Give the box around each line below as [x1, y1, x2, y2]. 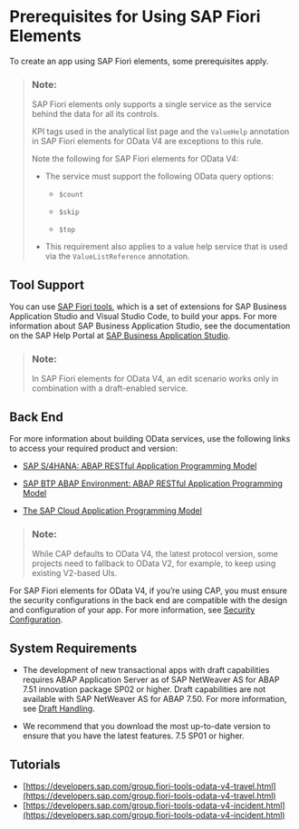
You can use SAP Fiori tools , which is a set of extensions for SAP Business [9, 301, 287, 312]
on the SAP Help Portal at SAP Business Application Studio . [9, 330, 231, 341]
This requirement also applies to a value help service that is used [44, 241, 288, 252]
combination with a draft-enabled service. [31, 383, 188, 394]
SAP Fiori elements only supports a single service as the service [31, 99, 272, 110]
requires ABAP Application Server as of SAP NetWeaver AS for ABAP [22, 674, 280, 686]
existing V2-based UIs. [31, 568, 118, 579]
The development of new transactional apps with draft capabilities [22, 665, 270, 676]
